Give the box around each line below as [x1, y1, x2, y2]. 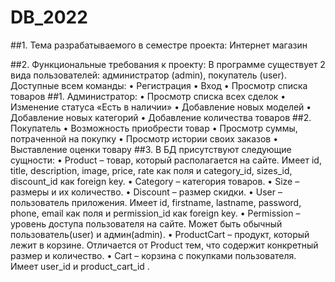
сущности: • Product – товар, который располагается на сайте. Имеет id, [10, 154, 322, 166]
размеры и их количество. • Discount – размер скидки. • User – [10, 186, 283, 198]
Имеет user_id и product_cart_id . [10, 260, 150, 272]
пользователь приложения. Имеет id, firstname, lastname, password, [10, 196, 302, 208]
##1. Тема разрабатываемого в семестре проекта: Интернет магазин [10, 39, 308, 51]
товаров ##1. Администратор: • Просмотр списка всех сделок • [10, 90, 287, 102]
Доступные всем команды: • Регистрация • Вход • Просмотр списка [10, 79, 308, 91]
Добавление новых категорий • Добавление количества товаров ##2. [10, 111, 312, 123]
